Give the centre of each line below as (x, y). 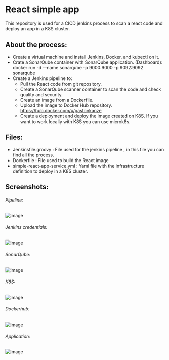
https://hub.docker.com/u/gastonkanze (61, 110)
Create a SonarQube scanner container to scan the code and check (91, 89)
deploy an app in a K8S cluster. (38, 28)
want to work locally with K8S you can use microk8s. (75, 121)
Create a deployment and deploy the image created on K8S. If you (89, 116)
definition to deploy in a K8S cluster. (50, 171)
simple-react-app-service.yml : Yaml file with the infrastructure (78, 166)
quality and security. (41, 94)
